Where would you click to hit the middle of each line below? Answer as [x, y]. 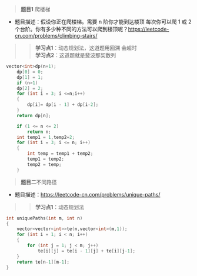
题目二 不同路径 [39, 182]
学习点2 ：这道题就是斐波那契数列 [76, 55]
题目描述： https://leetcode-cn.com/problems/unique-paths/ [87, 194]
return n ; [39, 132]
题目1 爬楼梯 [35, 9]
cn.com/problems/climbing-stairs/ [56, 36]
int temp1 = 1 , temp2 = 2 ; [46, 137]
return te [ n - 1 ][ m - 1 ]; [43, 262]
